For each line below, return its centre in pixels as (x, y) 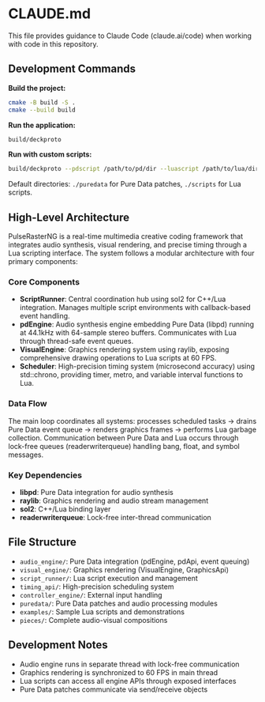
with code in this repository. (53, 43)
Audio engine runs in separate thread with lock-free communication (129, 664)
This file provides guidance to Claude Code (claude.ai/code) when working (130, 36)
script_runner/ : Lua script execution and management (109, 578)
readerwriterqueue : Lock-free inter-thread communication (115, 517)
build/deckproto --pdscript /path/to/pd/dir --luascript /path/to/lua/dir (134, 169)
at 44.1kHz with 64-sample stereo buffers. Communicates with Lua (128, 333)
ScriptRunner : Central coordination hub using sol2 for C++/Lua (123, 299)
